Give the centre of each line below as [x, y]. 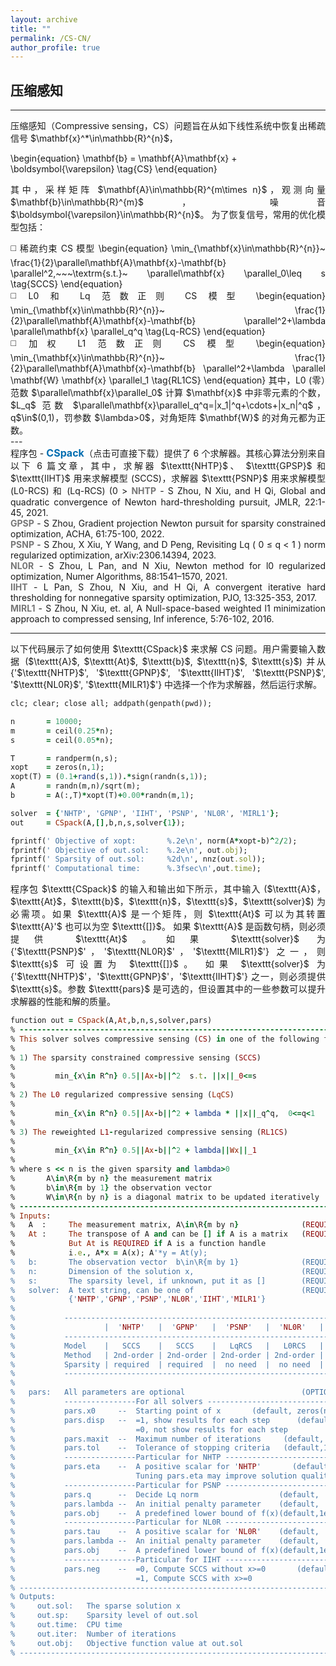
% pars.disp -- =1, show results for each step [140, 1420]
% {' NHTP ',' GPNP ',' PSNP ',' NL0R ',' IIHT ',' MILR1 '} [138, 1299]
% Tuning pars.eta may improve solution [154, 1476]
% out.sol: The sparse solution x [96, 1606]
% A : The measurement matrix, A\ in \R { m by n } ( [158, 1225]
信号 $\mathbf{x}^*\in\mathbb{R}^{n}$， [94, 138]
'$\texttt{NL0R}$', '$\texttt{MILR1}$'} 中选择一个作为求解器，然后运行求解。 [166, 685]
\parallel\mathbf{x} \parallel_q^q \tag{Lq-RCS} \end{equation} [138, 332]
